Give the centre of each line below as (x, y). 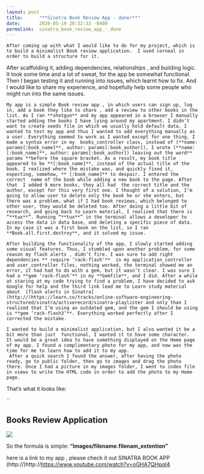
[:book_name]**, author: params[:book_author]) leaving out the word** (99, 153)
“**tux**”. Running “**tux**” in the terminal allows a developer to (97, 217)
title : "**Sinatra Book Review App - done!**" (73, 18)
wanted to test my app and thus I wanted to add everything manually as (101, 132)
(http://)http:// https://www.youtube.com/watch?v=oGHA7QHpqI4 (88, 464)
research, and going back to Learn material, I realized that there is (99, 212)
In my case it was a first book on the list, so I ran (78, 228)
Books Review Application (57, 420)
